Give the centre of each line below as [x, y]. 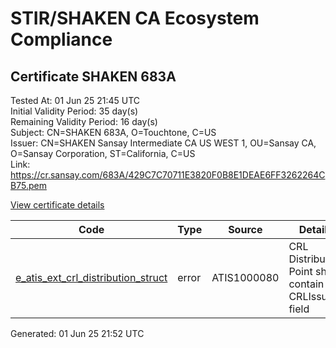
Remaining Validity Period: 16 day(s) [84, 121]
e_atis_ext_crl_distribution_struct [91, 277]
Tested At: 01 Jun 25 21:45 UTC [75, 100]
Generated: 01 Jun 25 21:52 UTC [77, 333]
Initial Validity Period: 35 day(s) [74, 111]
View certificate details [57, 205]
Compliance [61, 39]
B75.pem [28, 185]
